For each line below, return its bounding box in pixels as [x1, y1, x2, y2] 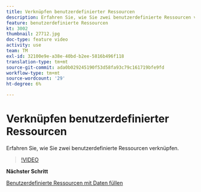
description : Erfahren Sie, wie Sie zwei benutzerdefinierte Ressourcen [6, 14, 191, 20]
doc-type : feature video [6, 36, 68, 42]
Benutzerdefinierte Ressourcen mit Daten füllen [6, 179, 123, 186]
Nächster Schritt [6, 167, 48, 175]
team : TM [6, 48, 28, 54]
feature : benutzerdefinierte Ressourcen [6, 20, 109, 26]
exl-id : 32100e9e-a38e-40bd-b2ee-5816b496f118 [6, 53, 124, 59]
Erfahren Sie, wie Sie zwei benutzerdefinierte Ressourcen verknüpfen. [6, 144, 179, 151]
